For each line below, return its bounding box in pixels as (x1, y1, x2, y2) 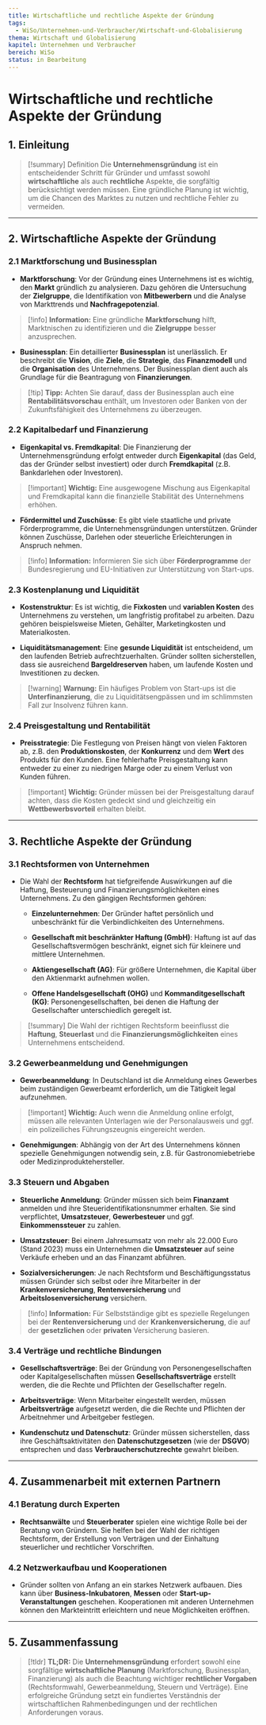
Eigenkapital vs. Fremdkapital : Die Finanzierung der (19, 442, 192, 452)
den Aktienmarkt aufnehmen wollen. (31, 973, 150, 983)
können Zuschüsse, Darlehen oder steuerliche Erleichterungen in (19, 532, 232, 541)
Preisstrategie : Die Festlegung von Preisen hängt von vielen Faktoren (19, 738, 247, 748)
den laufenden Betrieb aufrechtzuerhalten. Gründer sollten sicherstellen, (19, 652, 256, 661)
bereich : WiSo (8, 48, 55, 56)
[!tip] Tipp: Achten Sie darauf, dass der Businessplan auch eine (27, 387, 235, 397)
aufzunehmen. (19, 1092, 67, 1102)
